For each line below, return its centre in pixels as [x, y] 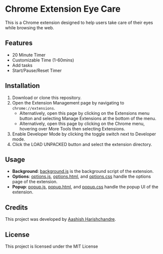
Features [19, 43]
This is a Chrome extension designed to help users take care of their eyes [79, 22]
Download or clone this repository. [47, 97]
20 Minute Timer [29, 55]
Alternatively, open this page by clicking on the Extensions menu [84, 113]
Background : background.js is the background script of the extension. [83, 171]
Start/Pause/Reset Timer [37, 70]
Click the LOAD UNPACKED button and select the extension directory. [82, 144]
